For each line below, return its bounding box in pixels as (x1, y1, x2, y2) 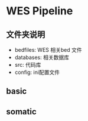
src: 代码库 (14, 61, 41, 68)
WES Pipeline (6, 4, 73, 18)
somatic (6, 106, 37, 117)
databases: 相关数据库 (14, 54, 70, 61)
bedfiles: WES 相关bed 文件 (14, 46, 82, 53)
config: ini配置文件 (14, 69, 60, 76)
